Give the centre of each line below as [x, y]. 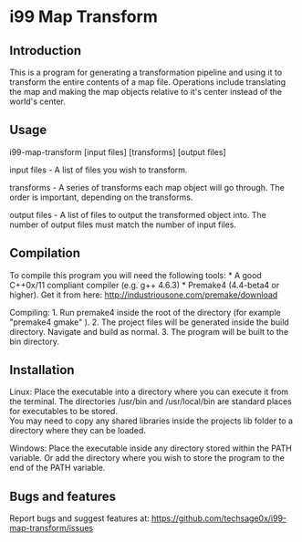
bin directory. [34, 341]
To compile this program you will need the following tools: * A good [135, 275]
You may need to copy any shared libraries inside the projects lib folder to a [151, 421]
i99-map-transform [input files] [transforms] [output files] [118, 151]
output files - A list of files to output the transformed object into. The [138, 214]
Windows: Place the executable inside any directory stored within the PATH [151, 448]
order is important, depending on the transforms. [101, 197]
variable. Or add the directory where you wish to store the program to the [147, 458]
